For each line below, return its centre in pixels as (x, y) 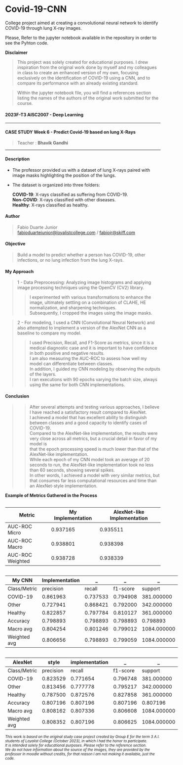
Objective (15, 244)
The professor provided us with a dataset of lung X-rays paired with (81, 170)
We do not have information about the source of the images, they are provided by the (78, 750)
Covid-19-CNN (36, 9)
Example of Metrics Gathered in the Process (51, 495)
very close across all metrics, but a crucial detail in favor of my (93, 438)
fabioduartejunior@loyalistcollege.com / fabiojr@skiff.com (76, 232)
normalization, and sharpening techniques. (73, 308)
